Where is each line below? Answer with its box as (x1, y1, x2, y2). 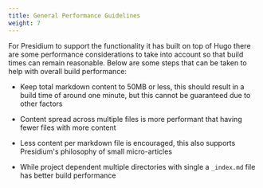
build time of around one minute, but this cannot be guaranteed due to (19, 90, 251, 100)
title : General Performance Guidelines (8, 11, 141, 20)
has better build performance (19, 170, 116, 180)
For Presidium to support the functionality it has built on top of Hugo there (8, 41, 251, 50)
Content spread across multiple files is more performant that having (19, 114, 242, 123)
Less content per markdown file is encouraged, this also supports (19, 138, 236, 147)
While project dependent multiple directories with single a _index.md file (19, 162, 256, 171)
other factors (19, 99, 63, 108)
